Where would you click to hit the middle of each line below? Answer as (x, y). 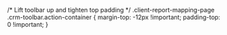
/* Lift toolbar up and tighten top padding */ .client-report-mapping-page (111, 10)
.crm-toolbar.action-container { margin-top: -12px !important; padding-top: (114, 17)
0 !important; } (28, 24)
